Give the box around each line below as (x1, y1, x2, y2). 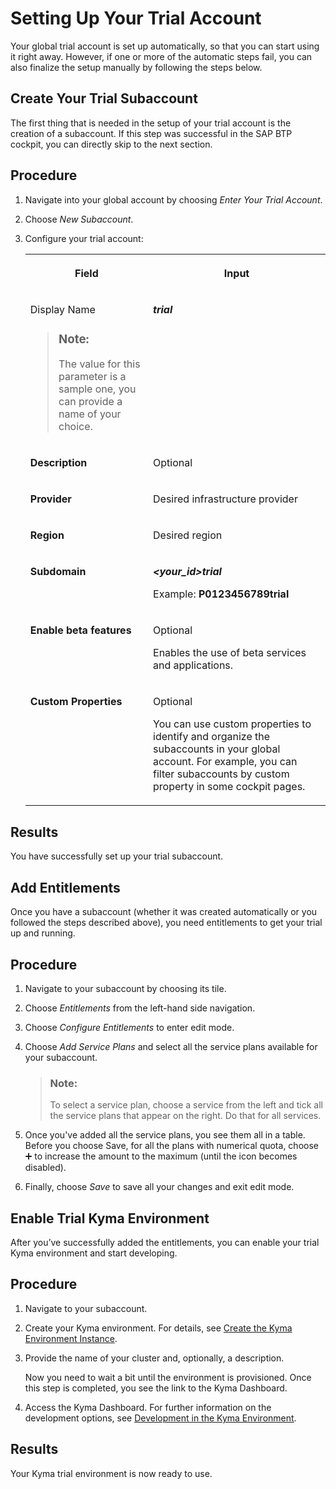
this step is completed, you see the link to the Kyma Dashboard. (24, 1382, 288, 1394)
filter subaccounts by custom (153, 767, 290, 781)
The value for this (58, 357, 141, 371)
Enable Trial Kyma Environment (10, 1210, 210, 1227)
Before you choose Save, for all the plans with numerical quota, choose (24, 1140, 319, 1152)
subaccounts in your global (153, 742, 281, 756)
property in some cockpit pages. (153, 780, 306, 794)
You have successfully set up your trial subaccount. (10, 850, 224, 862)
